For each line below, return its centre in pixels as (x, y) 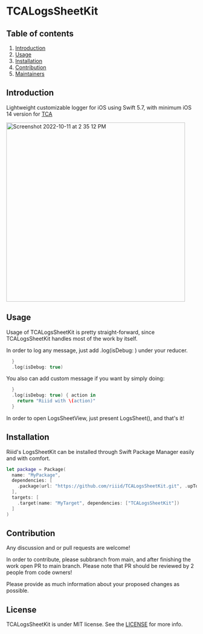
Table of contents (40, 34)
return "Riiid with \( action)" (56, 401)
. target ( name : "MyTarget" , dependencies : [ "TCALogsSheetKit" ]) (98, 503)
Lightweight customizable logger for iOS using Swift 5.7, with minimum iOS (99, 107)
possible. (18, 591)
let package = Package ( (36, 469)
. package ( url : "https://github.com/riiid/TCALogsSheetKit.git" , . (102, 486)
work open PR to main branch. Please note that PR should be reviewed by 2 (100, 566)
